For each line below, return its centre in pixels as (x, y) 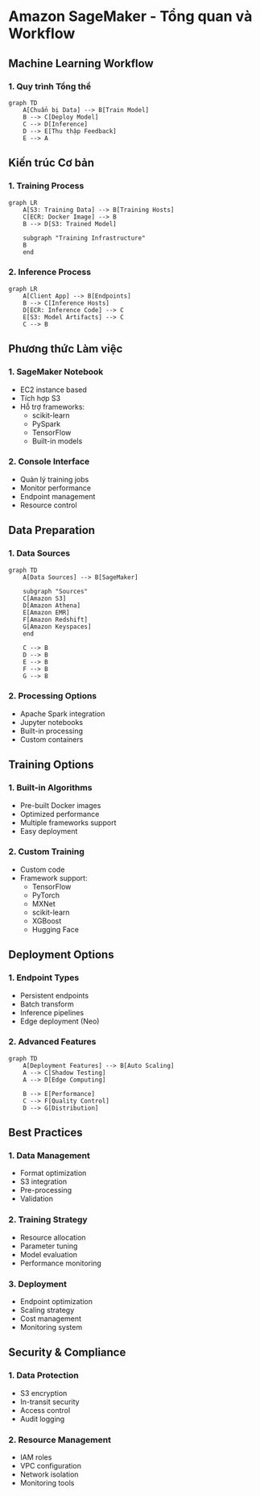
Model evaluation (49, 1254)
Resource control (49, 505)
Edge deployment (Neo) (60, 1021)
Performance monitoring (61, 1263)
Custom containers (52, 739)
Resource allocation (53, 1237)
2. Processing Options (53, 696)
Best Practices (45, 1133)
